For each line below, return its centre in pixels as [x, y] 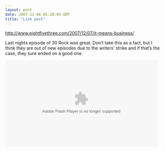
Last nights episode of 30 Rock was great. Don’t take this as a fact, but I [79, 43]
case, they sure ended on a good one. [44, 53]
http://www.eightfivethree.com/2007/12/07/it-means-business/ [70, 33]
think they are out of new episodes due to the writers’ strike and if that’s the [82, 48]
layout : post [19, 10]
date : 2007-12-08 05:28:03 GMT [38, 14]
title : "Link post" [25, 19]
